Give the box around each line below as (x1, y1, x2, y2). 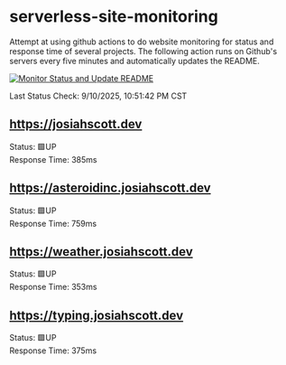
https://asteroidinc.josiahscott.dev (9, 181, 211, 196)
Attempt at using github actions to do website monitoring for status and (9, 36, 274, 47)
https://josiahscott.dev (9, 117, 143, 132)
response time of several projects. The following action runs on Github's (9, 45, 278, 56)
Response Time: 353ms (9, 282, 97, 293)
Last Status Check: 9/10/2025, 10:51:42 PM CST (9, 90, 188, 101)
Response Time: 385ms (9, 154, 97, 164)
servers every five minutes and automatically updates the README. (9, 55, 260, 66)
